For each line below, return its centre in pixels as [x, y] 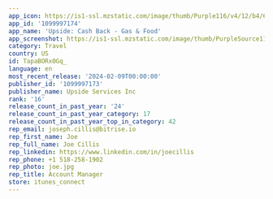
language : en [30, 69]
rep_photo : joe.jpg [41, 167]
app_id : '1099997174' [45, 24]
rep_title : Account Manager [56, 175]
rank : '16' [27, 99]
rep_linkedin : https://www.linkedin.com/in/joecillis [102, 152]
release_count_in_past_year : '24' [67, 106]
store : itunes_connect [47, 182]
